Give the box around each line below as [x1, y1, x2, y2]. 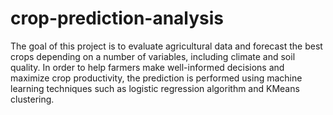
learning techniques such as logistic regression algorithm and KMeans [10, 82, 300, 94]
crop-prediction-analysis [10, 7, 225, 30]
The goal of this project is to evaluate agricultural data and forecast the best [10, 40, 323, 52]
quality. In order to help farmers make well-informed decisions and [10, 61, 285, 73]
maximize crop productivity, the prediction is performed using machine [10, 72, 303, 84]
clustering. [10, 93, 55, 105]
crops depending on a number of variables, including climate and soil [10, 50, 296, 62]
